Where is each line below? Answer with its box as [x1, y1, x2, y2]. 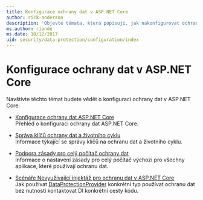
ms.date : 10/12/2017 [6, 31, 59, 37]
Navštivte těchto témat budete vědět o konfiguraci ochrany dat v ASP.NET [6, 95, 191, 102]
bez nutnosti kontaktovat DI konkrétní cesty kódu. [14, 187, 139, 194]
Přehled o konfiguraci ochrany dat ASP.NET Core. [14, 120, 139, 127]
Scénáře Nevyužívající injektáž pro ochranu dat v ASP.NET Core [14, 174, 175, 181]
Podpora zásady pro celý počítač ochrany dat [14, 149, 129, 157]
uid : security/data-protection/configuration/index [6, 37, 139, 43]
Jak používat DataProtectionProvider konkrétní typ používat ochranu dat [14, 180, 195, 187]
